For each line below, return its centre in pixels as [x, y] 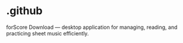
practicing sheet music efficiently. [48, 33]
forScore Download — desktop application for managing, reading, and [92, 27]
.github [24, 11]
